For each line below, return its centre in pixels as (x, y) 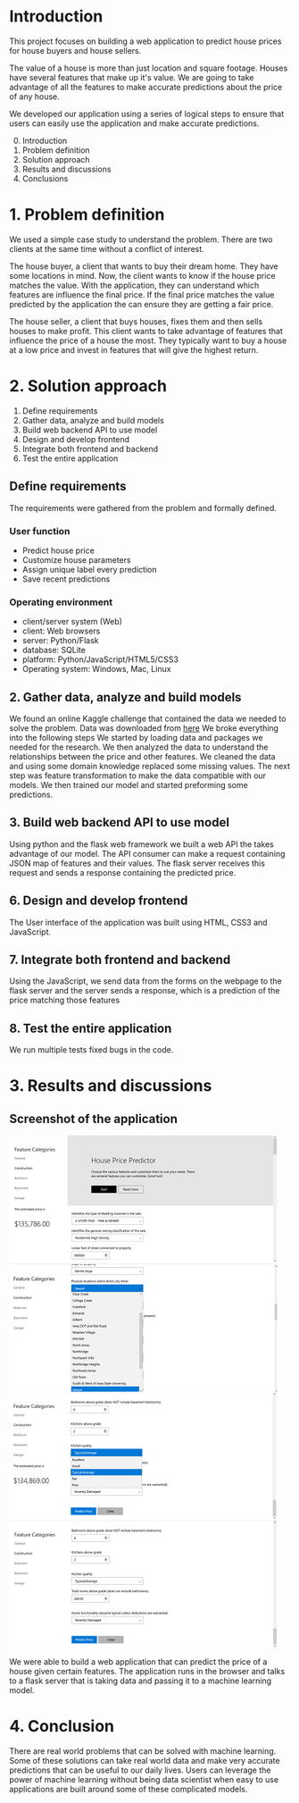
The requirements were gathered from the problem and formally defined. (143, 507)
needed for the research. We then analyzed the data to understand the (139, 747)
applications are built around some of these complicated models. (129, 1790)
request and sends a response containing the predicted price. (123, 872)
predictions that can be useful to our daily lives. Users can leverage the (140, 1770)
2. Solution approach (88, 386)
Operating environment (61, 602)
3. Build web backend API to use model (120, 822)
